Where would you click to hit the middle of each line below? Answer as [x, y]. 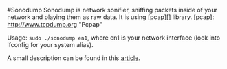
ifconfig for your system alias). [51, 45]
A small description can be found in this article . [74, 58]
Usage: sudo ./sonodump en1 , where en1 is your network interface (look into [114, 38]
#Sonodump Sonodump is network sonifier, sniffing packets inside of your [112, 10]
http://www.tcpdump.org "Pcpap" [55, 24]
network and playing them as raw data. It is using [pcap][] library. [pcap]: [111, 17]
